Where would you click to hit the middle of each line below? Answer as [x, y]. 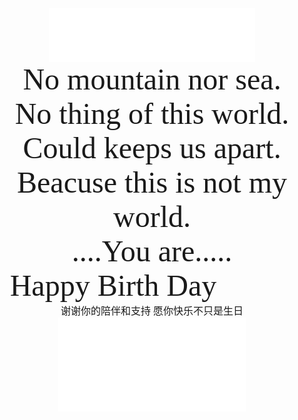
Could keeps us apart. [152, 148]
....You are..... [152, 251]
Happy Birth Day [113, 285]
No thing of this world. [152, 114]
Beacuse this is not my [152, 182]
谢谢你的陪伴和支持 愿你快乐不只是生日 [152, 311]
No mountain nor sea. [152, 79]
